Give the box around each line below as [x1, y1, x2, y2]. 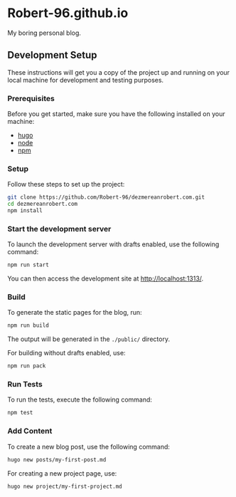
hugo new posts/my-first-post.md [7, 456, 107, 464]
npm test [7, 409, 33, 417]
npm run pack [7, 362, 46, 370]
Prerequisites [7, 93, 55, 103]
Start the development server [7, 224, 112, 234]
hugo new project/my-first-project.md [7, 483, 122, 490]
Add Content [7, 426, 53, 436]
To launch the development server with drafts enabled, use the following [7, 240, 220, 248]
